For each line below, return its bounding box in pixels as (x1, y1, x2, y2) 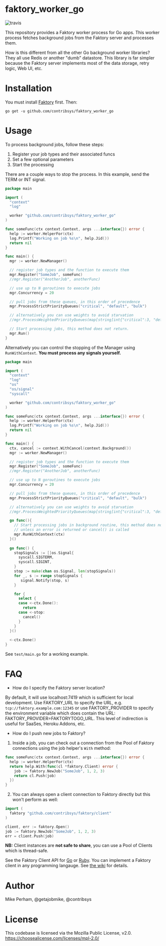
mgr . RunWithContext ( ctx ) (14, 532, 65, 537)
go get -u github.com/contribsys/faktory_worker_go (5, 108, 114, 113)
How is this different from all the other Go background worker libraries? (5, 50, 150, 55)
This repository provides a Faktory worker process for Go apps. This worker (5, 29, 160, 35)
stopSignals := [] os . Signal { (14, 550, 74, 555)
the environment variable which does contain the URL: (5, 710, 116, 716)
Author (5, 880, 35, 891)
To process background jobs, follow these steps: (5, 141, 104, 147)
